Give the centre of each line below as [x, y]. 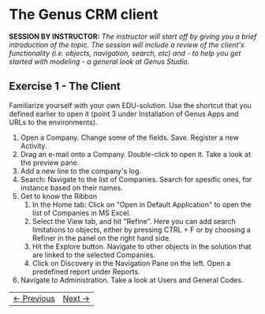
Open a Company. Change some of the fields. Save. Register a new [129, 137]
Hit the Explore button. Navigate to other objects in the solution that [142, 246]
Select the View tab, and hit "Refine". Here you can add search [134, 221]
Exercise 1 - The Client [65, 86]
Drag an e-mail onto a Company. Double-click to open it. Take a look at [136, 154]
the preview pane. [50, 163]
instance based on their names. [71, 188]
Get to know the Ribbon [59, 196]
